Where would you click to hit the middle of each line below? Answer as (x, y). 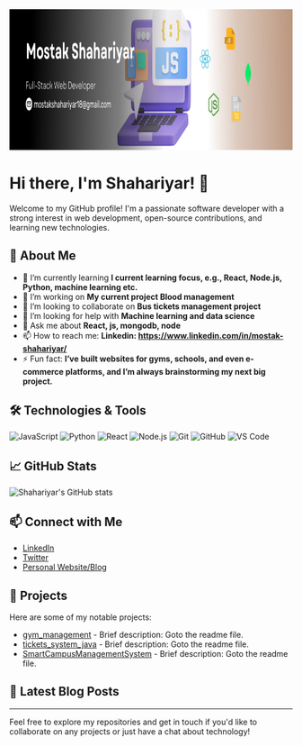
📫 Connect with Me (66, 522)
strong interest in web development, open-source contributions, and (136, 218)
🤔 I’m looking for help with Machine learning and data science (138, 315)
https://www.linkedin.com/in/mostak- (211, 335)
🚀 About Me (43, 256)
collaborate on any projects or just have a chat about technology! (130, 731)
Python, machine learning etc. (80, 287)
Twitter (36, 558)
